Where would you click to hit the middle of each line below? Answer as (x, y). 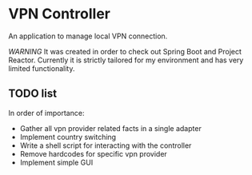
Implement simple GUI (56, 162)
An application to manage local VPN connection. (88, 36)
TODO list (33, 94)
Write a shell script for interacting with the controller (106, 145)
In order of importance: (46, 113)
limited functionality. (42, 68)
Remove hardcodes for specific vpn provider (94, 153)
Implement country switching (68, 137)
